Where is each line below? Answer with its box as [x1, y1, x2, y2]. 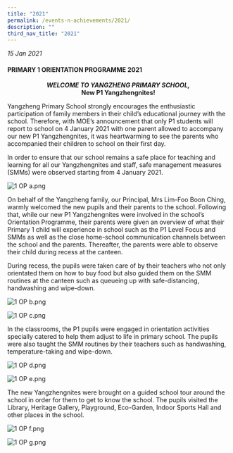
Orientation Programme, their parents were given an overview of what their [7, 218, 225, 226]
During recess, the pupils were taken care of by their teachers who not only [7, 261, 227, 270]
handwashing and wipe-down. [7, 284, 96, 292]
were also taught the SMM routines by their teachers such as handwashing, [7, 340, 227, 349]
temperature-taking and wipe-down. [7, 347, 113, 356]
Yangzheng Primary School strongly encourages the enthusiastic [7, 102, 196, 111]
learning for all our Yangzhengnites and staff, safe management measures [7, 161, 222, 169]
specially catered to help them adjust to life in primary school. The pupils [7, 333, 218, 341]
